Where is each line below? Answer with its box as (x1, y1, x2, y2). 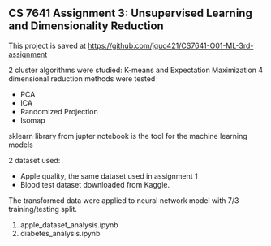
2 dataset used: (8, 155, 61, 165)
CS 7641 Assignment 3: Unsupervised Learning (8, 6, 253, 20)
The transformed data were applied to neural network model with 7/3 (8, 195, 239, 205)
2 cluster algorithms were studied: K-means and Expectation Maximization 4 (8, 65, 264, 75)
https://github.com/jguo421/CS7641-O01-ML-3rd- (88, 41, 254, 50)
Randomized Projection (19, 106, 99, 116)
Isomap (19, 115, 46, 125)
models (8, 140, 34, 149)
